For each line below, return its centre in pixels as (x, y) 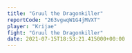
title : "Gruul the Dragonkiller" (55, 13)
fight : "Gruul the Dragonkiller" (55, 33)
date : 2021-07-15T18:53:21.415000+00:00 (66, 39)
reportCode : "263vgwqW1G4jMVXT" (54, 20)
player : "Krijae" (32, 26)
